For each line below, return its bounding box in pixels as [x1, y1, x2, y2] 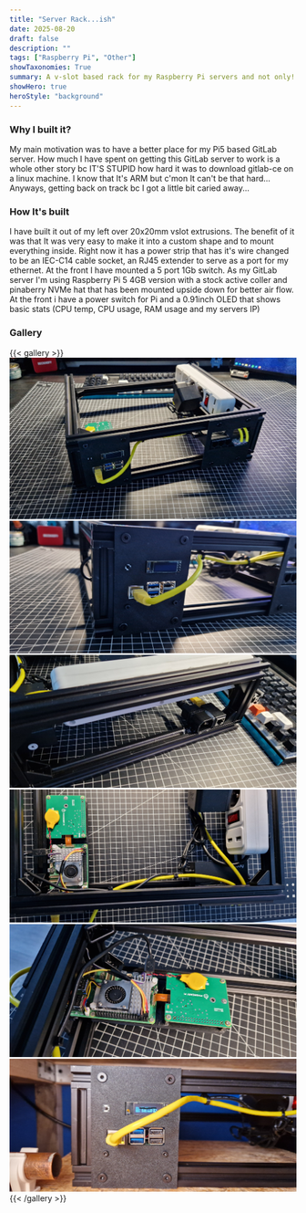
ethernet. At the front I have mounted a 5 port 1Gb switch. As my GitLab [9, 265, 278, 276]
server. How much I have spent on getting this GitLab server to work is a [9, 153, 280, 164]
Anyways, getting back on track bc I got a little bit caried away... [9, 183, 250, 193]
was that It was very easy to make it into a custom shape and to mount [9, 235, 275, 246]
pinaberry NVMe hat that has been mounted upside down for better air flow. [9, 284, 294, 296]
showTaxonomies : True [9, 63, 92, 72]
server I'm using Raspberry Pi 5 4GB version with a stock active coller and [9, 275, 288, 286]
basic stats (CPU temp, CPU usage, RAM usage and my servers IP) [9, 304, 260, 315]
